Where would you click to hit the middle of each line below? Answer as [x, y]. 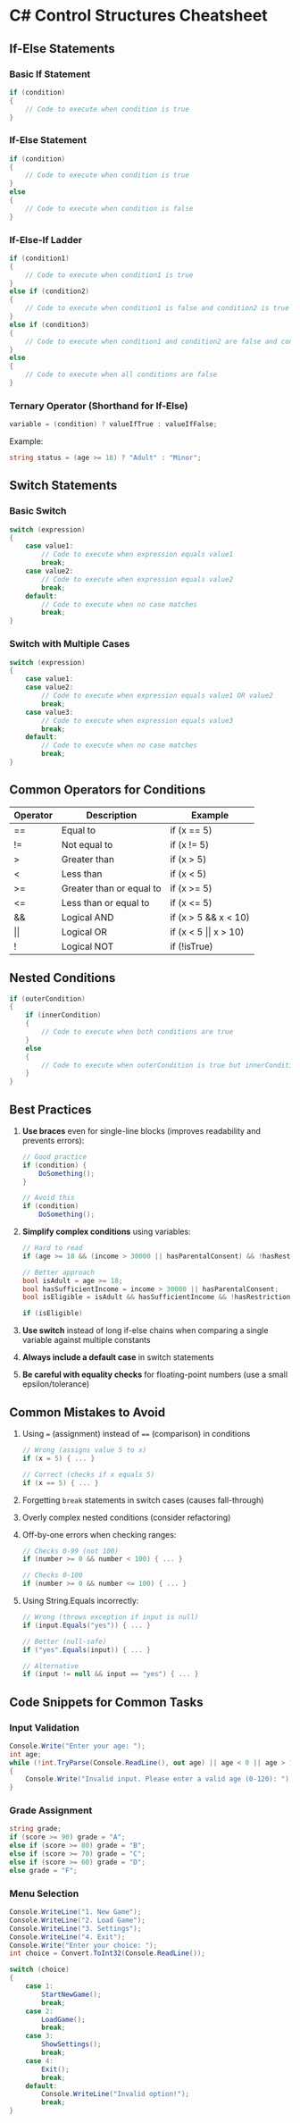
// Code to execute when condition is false [109, 208]
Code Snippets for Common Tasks [106, 1702]
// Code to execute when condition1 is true [109, 275]
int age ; [25, 1754]
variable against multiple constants [86, 1340]
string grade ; [36, 1829]
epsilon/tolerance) [56, 1384]
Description [112, 815]
